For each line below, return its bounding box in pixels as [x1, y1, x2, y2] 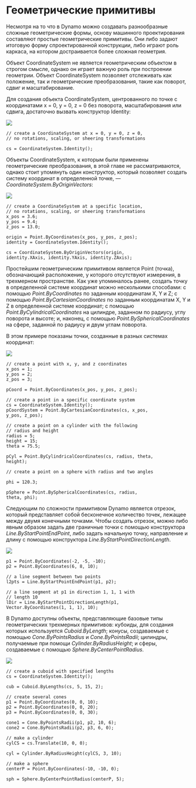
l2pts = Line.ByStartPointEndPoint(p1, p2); [6, 579, 117, 584]
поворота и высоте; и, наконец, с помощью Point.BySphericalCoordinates [6, 314, 190, 322]
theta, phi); [6, 494, 38, 500]
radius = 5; [6, 432, 35, 439]
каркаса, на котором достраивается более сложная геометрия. [6, 48, 167, 55]
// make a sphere [6, 760, 49, 766]
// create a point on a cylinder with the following [6, 422, 138, 428]
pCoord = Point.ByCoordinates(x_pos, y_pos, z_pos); [6, 387, 138, 393]
